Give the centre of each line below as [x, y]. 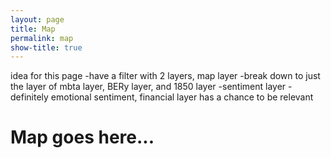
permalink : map [42, 38]
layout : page [37, 19]
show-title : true [46, 47]
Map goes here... [82, 137]
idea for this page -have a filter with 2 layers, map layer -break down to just [165, 76]
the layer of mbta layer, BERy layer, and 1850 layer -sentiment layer [148, 87]
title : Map [33, 29]
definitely [29, 97]
